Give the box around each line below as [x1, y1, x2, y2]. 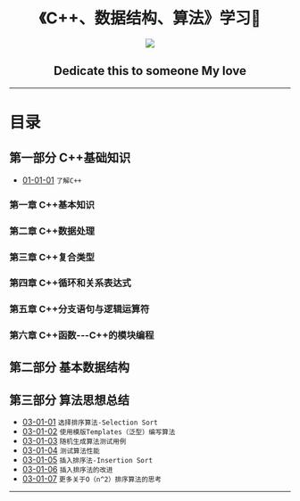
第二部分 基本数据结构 [9, 359, 129, 374]
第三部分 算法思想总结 [9, 393, 129, 408]
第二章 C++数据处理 [9, 225, 96, 237]
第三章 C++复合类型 [9, 250, 96, 263]
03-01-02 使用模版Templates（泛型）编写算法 [21, 426, 176, 437]
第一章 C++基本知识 [9, 198, 96, 210]
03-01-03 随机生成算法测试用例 [21, 436, 127, 447]
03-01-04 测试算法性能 [21, 445, 100, 456]
